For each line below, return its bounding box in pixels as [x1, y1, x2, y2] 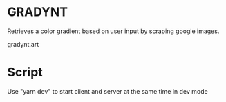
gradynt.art [7, 40, 39, 48]
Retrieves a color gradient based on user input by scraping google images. [7, 27, 220, 35]
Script [7, 65, 43, 80]
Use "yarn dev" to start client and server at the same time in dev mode [7, 87, 209, 95]
